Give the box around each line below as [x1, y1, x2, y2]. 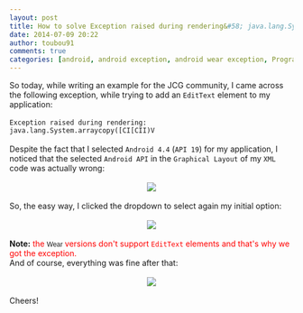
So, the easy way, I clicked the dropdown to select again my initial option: [9, 200, 282, 211]
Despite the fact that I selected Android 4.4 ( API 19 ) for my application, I [9, 143, 278, 154]
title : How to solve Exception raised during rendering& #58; [9, 22, 244, 31]
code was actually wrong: [9, 163, 106, 173]
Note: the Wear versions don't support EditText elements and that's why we [9, 238, 290, 249]
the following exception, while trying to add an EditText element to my [9, 89, 271, 100]
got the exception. [9, 248, 78, 258]
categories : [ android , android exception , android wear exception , [9, 55, 269, 64]
